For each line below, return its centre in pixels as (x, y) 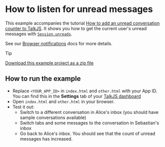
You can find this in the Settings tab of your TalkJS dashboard (76, 96)
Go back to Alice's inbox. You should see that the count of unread (87, 133)
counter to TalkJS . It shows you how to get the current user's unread (76, 28)
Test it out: (23, 107)
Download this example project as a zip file (49, 63)
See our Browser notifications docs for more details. (59, 43)
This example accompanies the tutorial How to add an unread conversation (82, 23)
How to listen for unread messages (79, 9)
